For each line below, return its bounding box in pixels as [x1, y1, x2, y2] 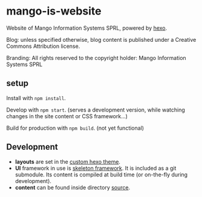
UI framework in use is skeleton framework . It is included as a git [15, 164, 177, 172]
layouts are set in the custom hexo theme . [15, 158, 121, 165]
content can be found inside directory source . [15, 184, 131, 191]
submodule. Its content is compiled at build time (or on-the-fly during [15, 171, 188, 178]
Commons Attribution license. [6, 42, 80, 50]
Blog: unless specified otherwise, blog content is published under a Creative [6, 36, 197, 43]
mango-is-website [6, 4, 102, 18]
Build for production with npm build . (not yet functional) [6, 124, 144, 132]
